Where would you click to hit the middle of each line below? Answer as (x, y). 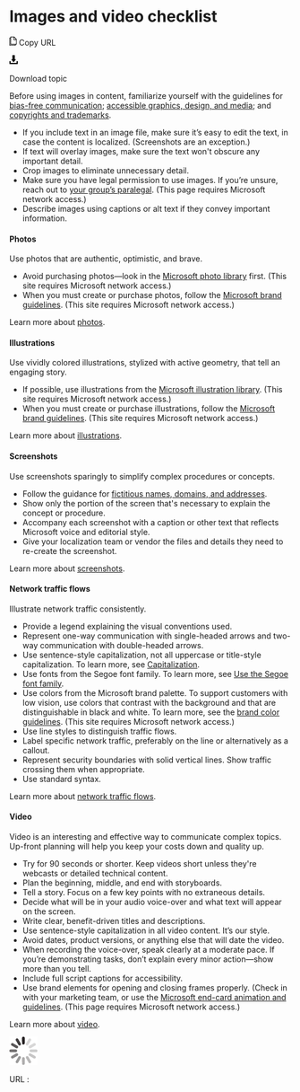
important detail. (52, 161)
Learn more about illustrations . (66, 436)
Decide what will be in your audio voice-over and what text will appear (152, 902)
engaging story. (38, 372)
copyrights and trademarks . (60, 115)
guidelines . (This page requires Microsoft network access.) (131, 1007)
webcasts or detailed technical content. (95, 873)
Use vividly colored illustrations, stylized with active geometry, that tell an (145, 363)
